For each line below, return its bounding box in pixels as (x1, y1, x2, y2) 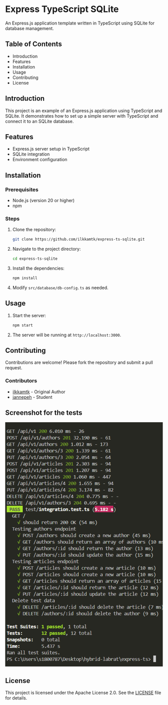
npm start (12, 323, 33, 328)
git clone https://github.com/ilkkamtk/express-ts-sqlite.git (12, 237, 145, 242)
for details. (5, 694, 27, 701)
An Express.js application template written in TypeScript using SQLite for (5, 20, 155, 26)
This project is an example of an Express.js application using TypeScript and (5, 108, 162, 114)
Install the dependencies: (12, 265, 65, 271)
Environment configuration (12, 157, 67, 163)
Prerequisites (5, 186, 38, 193)
